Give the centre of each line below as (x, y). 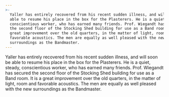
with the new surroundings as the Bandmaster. (54, 89)
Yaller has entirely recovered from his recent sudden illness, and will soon (81, 57)
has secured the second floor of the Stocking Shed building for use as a (80, 73)
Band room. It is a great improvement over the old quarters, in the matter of (83, 78)
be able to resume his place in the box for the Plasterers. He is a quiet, (78, 62)
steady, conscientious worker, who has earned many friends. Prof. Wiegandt (84, 67)
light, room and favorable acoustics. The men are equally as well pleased (81, 83)
